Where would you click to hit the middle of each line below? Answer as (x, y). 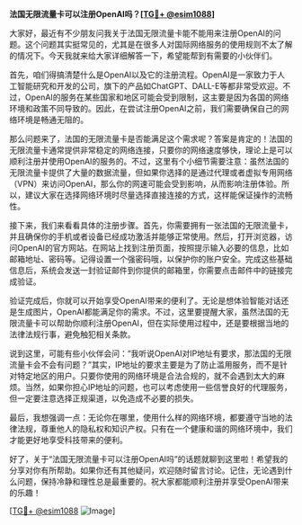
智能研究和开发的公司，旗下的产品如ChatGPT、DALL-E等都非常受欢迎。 (150, 86)
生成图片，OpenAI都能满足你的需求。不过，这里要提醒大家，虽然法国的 (149, 312)
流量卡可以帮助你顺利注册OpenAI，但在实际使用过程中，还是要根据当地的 (153, 323)
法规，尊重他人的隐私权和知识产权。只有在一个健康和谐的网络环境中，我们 (155, 429)
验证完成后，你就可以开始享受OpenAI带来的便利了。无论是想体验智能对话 (145, 301)
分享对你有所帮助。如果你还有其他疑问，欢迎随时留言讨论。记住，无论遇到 (147, 470)
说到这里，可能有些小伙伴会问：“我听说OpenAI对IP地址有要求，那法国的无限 (151, 353)
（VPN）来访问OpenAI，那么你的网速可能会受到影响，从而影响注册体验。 (146, 184)
